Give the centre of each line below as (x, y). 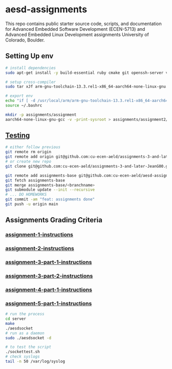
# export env (19, 96)
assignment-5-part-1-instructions (49, 303)
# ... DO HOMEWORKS (26, 195)
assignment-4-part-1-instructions (49, 290)
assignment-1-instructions (39, 235)
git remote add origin (29, 157)
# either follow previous (33, 147)
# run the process (25, 314)
